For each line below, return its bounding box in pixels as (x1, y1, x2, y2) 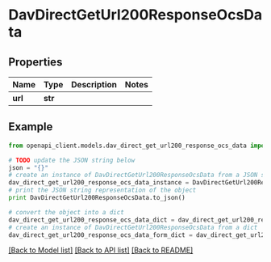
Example (8, 120, 53, 134)
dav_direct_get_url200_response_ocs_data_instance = (8, 179, 190, 187)
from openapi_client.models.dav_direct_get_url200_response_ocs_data (8, 142, 248, 150)
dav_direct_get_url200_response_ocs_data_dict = (8, 216, 175, 224)
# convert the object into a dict (8, 208, 125, 216)
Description (71, 79, 117, 90)
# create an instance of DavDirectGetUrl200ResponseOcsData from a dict (8, 223, 258, 231)
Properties (8, 55, 63, 69)
